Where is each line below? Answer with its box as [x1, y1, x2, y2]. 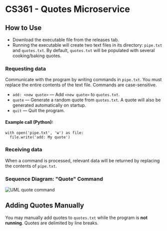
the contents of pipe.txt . [5, 163, 57, 169]
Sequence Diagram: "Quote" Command [5, 175, 103, 182]
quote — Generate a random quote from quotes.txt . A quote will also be [12, 97, 161, 103]
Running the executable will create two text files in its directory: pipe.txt [12, 42, 162, 48]
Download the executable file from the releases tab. [12, 37, 119, 43]
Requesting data [5, 65, 46, 72]
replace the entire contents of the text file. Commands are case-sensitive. [5, 82, 157, 88]
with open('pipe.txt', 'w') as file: [5, 130, 84, 135]
